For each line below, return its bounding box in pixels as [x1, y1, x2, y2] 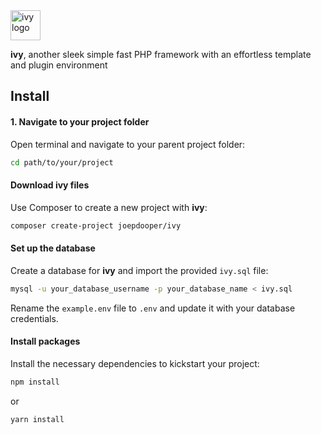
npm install [10, 377, 60, 387]
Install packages [10, 335, 81, 348]
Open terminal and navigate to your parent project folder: [10, 138, 246, 150]
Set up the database [10, 242, 96, 254]
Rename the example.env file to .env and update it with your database [10, 302, 296, 314]
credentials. [10, 312, 59, 324]
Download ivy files [10, 179, 90, 191]
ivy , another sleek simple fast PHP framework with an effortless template [10, 49, 312, 60]
